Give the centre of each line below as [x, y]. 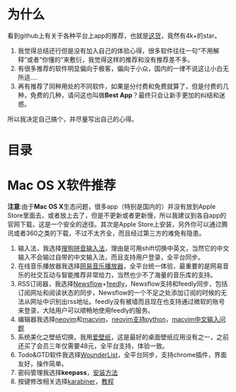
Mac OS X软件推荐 [62, 186]
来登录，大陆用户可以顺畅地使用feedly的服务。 [86, 310]
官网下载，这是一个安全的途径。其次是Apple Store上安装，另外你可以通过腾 [118, 224]
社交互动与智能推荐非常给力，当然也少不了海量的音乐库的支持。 [123, 275]
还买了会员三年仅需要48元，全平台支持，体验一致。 [93, 346]
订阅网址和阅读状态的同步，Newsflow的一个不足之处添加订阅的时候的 [119, 293]
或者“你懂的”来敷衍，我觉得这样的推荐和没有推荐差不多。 [110, 59]
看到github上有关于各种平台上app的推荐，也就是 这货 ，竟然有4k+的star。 [114, 36]
